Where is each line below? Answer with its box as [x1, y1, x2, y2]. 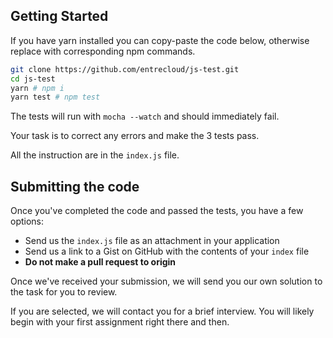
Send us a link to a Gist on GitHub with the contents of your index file [24, 245, 310, 258]
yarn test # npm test [10, 92, 101, 103]
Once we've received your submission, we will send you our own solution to [10, 275, 323, 288]
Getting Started [10, 8, 109, 25]
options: [10, 215, 45, 228]
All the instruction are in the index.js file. [10, 149, 180, 161]
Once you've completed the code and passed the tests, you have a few [10, 205, 304, 217]
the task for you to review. [10, 286, 118, 298]
